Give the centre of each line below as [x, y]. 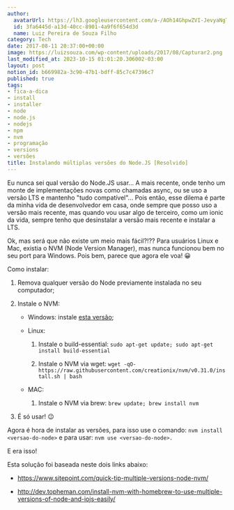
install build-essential [74, 351]
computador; [36, 290]
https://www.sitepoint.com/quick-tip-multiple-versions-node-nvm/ [113, 478]
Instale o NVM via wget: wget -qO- [87, 363]
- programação [28, 144]
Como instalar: [28, 269]
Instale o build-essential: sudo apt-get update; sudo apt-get [126, 344]
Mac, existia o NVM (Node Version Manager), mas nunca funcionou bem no [116, 248]
